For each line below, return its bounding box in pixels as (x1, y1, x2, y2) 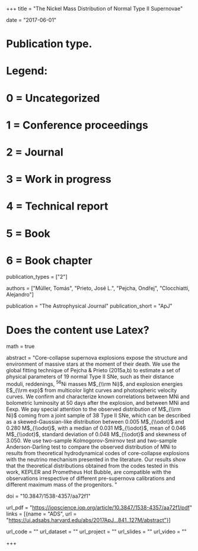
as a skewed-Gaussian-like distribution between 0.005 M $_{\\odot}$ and (6, 418, 185, 426)
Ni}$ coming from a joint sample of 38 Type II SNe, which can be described (6, 412, 191, 419)
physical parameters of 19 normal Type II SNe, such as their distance (6, 373, 174, 381)
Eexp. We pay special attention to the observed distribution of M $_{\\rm (6, 405, 181, 413)
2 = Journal (6, 145, 63, 159)
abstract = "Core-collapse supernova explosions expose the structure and (6, 355, 188, 362)
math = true (6, 343, 35, 350)
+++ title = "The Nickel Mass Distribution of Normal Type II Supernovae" (6, 5, 183, 12)
